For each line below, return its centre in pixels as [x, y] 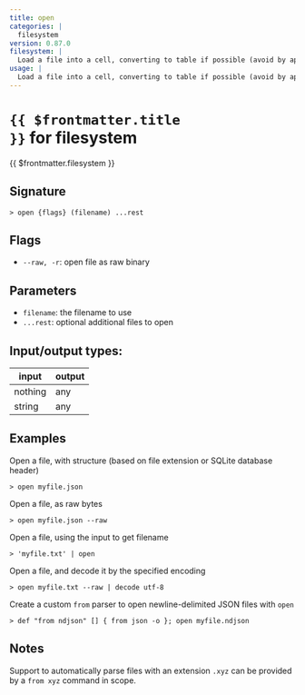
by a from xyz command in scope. [73, 680]
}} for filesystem [74, 138]
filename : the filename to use [77, 313]
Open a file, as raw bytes [56, 503]
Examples [38, 438]
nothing [30, 392]
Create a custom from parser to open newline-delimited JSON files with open [152, 604]
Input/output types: [66, 351]
